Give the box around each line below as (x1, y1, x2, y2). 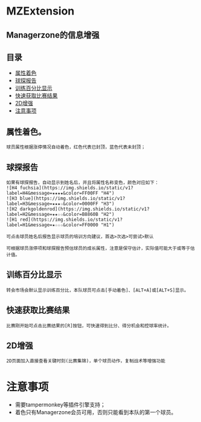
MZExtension (6, 4, 75, 18)
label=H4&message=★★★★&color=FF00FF (6, 190, 98, 196)
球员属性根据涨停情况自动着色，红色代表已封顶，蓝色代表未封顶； (6, 144, 146, 151)
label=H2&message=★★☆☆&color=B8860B (6, 212, 98, 218)
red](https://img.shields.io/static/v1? (19, 216, 123, 223)
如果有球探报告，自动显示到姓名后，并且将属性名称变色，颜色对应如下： (6, 180, 159, 186)
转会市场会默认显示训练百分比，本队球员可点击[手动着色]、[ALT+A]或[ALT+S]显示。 (6, 287, 189, 293)
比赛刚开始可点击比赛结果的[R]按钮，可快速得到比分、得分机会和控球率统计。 (6, 322, 172, 329)
